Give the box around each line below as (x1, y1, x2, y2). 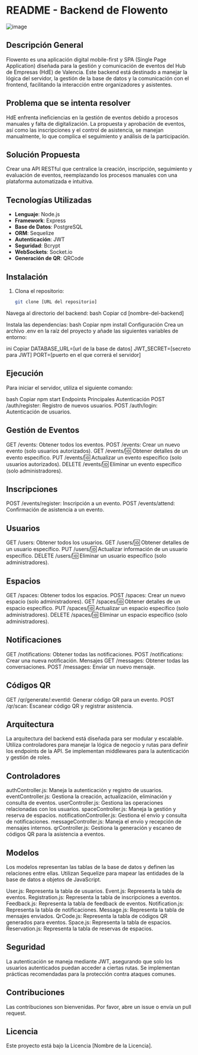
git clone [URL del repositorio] (14, 299, 98, 305)
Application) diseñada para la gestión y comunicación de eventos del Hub (6, 62, 186, 69)
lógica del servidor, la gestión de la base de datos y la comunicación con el (6, 74, 189, 82)
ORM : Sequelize (14, 230, 54, 237)
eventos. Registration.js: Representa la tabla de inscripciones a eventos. (6, 894, 181, 901)
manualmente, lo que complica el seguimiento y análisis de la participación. (6, 132, 190, 139)
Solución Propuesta (6, 149, 80, 159)
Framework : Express (14, 217, 66, 224)
